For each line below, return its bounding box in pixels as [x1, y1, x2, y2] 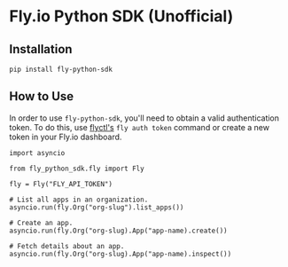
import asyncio [9, 148, 66, 157]
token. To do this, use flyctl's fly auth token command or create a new [9, 122, 270, 132]
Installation [9, 42, 73, 57]
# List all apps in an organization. [9, 195, 149, 204]
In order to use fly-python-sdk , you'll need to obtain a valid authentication [9, 113, 280, 123]
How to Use [9, 89, 74, 104]
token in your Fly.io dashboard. [9, 131, 122, 142]
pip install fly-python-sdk [9, 65, 113, 74]
